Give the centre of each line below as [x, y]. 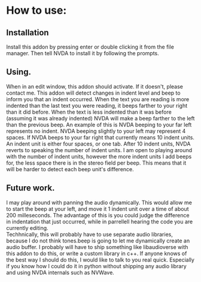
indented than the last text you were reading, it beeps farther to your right [97, 105]
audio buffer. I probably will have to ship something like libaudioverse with [97, 247]
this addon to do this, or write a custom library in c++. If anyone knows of [97, 253]
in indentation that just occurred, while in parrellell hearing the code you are [100, 222]
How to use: [36, 10]
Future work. [31, 188]
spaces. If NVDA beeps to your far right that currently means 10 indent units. [100, 137]
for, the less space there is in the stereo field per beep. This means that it [96, 163]
